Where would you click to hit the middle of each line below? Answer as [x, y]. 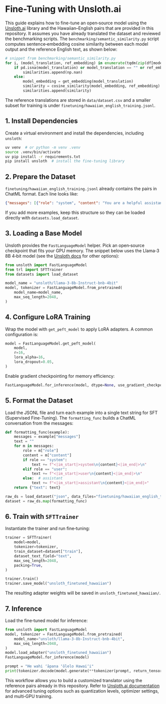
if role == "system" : [45, 460]
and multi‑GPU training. [29, 696]
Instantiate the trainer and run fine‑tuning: [48, 528]
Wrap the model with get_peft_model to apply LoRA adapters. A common [79, 329]
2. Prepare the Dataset [40, 176]
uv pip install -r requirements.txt [43, 157]
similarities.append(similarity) [57, 91]
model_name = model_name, [39, 292]
